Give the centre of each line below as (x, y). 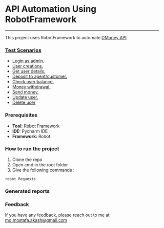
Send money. (25, 92)
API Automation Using (51, 9)
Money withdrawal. (31, 87)
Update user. (25, 97)
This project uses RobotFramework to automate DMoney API (66, 37)
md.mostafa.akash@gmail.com (36, 220)
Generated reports (28, 191)
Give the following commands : (43, 170)
